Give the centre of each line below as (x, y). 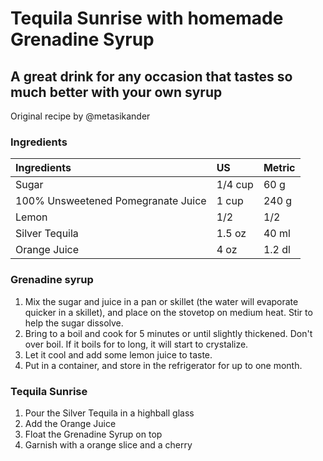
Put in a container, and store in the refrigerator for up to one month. (163, 365)
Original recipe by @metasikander (80, 116)
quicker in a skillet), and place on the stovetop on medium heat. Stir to (168, 312)
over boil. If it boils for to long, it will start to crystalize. (136, 344)
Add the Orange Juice (70, 423)
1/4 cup (235, 185)
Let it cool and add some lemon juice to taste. (118, 354)
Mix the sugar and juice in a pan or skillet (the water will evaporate (161, 301)
